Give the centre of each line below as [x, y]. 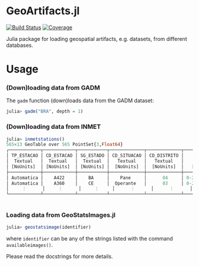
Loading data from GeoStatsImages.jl [61, 215]
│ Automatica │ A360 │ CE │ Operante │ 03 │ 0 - [99, 183]
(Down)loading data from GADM [53, 88]
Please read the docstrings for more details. [60, 256]
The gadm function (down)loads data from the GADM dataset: [80, 101]
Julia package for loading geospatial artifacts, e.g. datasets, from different [97, 39]
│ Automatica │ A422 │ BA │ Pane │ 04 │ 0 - [99, 178]
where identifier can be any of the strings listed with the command [90, 239]
